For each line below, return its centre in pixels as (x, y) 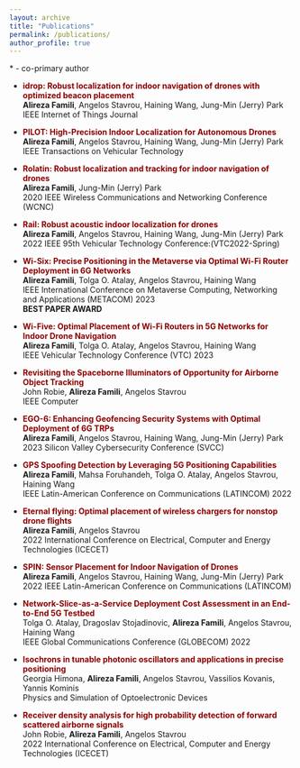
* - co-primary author (50, 69)
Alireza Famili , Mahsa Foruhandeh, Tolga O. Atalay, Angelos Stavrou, (150, 475)
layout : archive (40, 18)
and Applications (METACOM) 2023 (89, 299)
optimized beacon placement (78, 96)
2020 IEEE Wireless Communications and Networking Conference (145, 197)
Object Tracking (53, 382)
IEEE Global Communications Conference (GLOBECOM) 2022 (136, 642)
